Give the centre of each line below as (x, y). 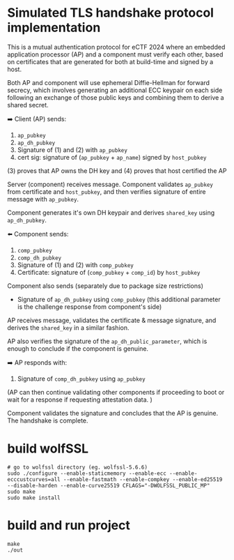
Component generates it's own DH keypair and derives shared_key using (111, 212)
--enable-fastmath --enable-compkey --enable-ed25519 (143, 479)
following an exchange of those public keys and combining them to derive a (116, 97)
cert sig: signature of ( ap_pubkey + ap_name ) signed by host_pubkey (112, 157)
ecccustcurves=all (34, 479)
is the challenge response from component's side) (89, 307)
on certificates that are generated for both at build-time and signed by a (110, 61)
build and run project (69, 525)
